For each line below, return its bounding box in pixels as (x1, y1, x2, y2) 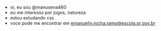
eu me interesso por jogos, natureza (10, 9, 86, 15)
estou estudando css (10, 15, 54, 20)
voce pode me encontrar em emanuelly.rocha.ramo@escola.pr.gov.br (10, 20, 156, 26)
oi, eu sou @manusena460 (10, 4, 67, 10)
